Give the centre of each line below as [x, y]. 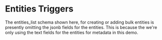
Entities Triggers [39, 9]
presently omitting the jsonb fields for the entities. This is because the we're [81, 27]
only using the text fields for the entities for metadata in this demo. [72, 32]
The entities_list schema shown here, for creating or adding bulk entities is [80, 22]
